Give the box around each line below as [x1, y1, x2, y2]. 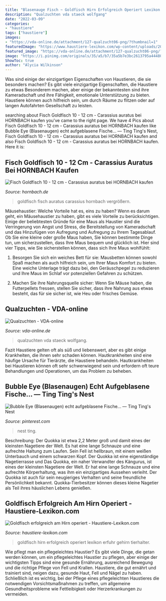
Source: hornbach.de [5, 189, 48, 195]
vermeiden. [5, 591, 29, 597]
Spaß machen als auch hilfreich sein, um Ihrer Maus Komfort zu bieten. [12, 260, 157, 266]
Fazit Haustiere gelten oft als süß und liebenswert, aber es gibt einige [5, 347, 147, 353]
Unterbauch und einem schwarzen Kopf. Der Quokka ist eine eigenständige [5, 453, 159, 459]
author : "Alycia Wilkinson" [5, 63, 63, 67]
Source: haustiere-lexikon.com [5, 530, 68, 536]
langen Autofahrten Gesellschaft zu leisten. [5, 103, 93, 109]
